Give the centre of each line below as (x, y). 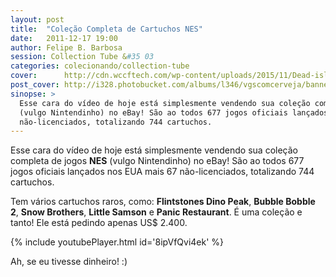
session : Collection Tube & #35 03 (82, 57)
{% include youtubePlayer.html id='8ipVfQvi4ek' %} (117, 242)
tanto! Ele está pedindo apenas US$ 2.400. (99, 223)
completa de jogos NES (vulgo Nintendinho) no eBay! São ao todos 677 (157, 161)
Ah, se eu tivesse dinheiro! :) (69, 262)
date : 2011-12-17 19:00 (64, 38)
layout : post (37, 19)
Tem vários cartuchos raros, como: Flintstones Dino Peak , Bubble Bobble (163, 202)
